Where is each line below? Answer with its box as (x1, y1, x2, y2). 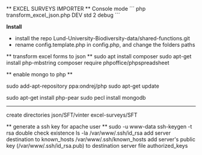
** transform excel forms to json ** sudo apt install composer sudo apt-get (6, 53, 192, 59)
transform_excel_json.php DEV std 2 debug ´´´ (6, 11, 120, 19)
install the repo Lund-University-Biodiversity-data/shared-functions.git (14, 35, 191, 41)
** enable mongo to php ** (6, 71, 73, 77)
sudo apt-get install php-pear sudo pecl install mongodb (6, 94, 146, 101)
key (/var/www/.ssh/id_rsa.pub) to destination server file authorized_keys (6, 142, 188, 149)
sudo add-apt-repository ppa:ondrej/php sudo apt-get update (6, 82, 159, 90)
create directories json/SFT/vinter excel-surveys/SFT (6, 111, 138, 118)
